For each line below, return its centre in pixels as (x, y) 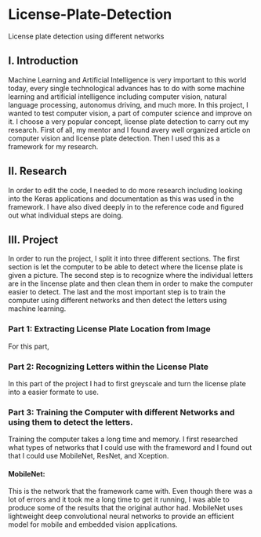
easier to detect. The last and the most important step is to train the (117, 292)
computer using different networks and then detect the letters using (118, 301)
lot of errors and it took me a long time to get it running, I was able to (119, 499)
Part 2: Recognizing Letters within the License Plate (109, 367)
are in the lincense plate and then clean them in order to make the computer (130, 283)
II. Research (38, 172)
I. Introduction (43, 61)
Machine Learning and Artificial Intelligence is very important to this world (127, 79)
